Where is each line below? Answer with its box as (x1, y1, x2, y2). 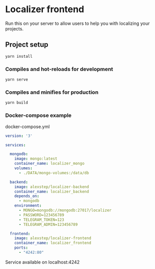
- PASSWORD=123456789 (18, 212, 65, 217)
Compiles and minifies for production (5, 89, 98, 96)
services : (5, 142, 26, 147)
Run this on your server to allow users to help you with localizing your (5, 20, 150, 26)
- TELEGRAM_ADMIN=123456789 (18, 222, 78, 227)
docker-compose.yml (5, 123, 50, 130)
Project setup (5, 41, 49, 49)
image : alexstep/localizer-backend (14, 184, 89, 189)
